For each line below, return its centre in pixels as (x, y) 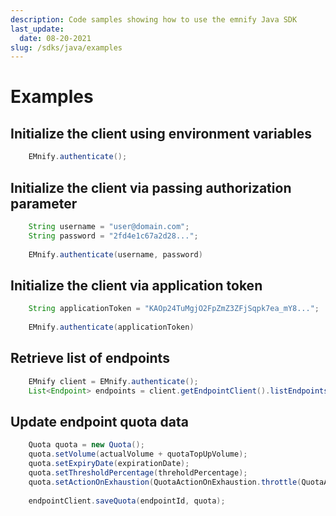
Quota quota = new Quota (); (86, 445)
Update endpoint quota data (99, 421)
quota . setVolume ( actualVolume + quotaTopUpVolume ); (138, 454)
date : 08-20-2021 (55, 38)
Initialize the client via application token (136, 285)
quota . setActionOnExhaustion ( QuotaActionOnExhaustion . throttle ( (165, 482)
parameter (44, 203)
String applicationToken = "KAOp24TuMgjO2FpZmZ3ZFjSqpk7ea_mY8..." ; (174, 309)
